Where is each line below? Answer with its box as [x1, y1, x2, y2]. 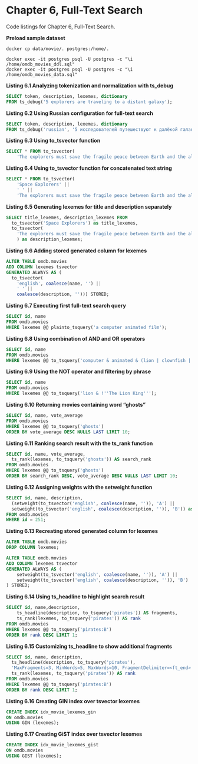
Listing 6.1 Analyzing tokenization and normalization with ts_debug [6, 82, 174, 89]
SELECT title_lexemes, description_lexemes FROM [6, 215, 128, 220]
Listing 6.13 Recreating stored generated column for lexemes [6, 528, 158, 535]
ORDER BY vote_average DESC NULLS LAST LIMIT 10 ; [6, 429, 131, 435]
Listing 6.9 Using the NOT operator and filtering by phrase [6, 368, 151, 375]
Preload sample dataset [6, 34, 66, 41]
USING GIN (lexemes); [6, 720, 60, 726]
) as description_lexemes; [16, 236, 83, 242]
